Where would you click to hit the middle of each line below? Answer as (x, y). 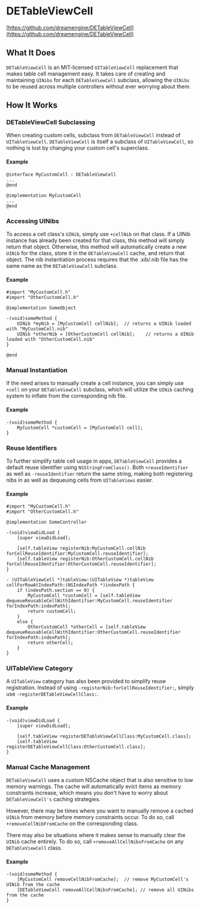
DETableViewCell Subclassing (51, 122)
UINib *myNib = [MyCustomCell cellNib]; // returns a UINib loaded (104, 324)
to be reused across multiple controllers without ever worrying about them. (99, 86)
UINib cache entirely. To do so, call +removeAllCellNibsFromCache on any (95, 841)
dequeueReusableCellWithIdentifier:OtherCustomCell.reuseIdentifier (93, 632)
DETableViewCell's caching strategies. (53, 799)
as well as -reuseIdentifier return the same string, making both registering (99, 473)
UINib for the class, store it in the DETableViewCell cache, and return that (96, 253)
